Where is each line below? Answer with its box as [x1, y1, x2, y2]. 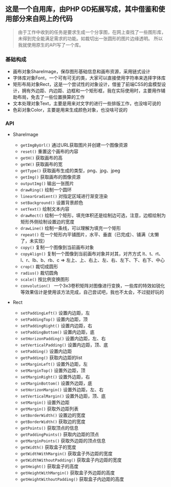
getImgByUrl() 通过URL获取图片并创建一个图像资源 [20, 142, 128, 148]
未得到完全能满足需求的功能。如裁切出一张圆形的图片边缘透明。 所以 [17, 35, 163, 41]
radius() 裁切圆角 [20, 270, 58, 276]
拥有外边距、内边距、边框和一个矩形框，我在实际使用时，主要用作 [22, 87, 161, 94]
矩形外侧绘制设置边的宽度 [20, 219, 75, 225]
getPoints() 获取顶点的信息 [20, 425, 79, 431]
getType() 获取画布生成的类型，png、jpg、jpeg [20, 168, 120, 174]
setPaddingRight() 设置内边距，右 [20, 323, 93, 329]
